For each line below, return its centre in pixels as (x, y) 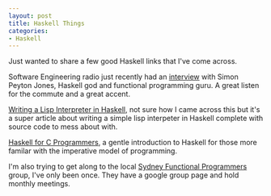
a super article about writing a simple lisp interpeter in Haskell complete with (136, 119)
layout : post (30, 16)
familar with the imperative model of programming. (93, 151)
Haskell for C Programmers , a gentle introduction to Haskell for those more (133, 143)
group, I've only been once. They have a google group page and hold (124, 175)
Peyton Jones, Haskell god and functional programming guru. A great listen (134, 85)
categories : (28, 31)
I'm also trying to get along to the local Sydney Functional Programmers (128, 167)
